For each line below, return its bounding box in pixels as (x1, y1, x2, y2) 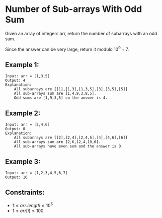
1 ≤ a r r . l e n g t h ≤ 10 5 (12, 201, 53, 208)
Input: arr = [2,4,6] (5, 122, 50, 127)
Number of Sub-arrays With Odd (5, 3, 142, 15)
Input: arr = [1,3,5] (5, 73, 50, 79)
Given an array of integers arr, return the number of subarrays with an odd (5, 30, 158, 36)
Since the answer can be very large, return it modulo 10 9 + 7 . (5, 45, 129, 52)
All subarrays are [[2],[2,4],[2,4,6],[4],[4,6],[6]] (14, 135, 128, 140)
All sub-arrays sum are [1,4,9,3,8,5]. (14, 91, 97, 96)
